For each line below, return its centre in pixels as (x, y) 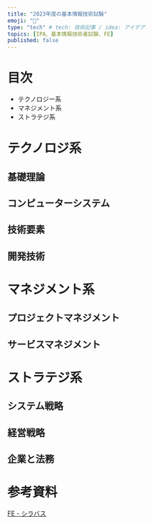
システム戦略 (36, 406)
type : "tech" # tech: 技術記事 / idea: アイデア (76, 27)
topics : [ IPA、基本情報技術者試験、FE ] (60, 34)
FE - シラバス (27, 513)
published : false (33, 41)
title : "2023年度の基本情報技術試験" (57, 14)
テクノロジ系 (44, 149)
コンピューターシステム (59, 204)
